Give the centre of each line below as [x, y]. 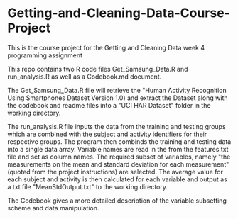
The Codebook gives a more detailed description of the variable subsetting [117, 201]
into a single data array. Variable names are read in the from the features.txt [118, 149]
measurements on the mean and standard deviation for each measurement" [118, 164]
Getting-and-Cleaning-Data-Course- [119, 13]
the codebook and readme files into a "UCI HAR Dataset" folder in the [109, 105]
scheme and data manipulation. [53, 208]
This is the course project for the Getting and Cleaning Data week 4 [106, 47]
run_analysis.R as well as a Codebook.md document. [85, 77]
